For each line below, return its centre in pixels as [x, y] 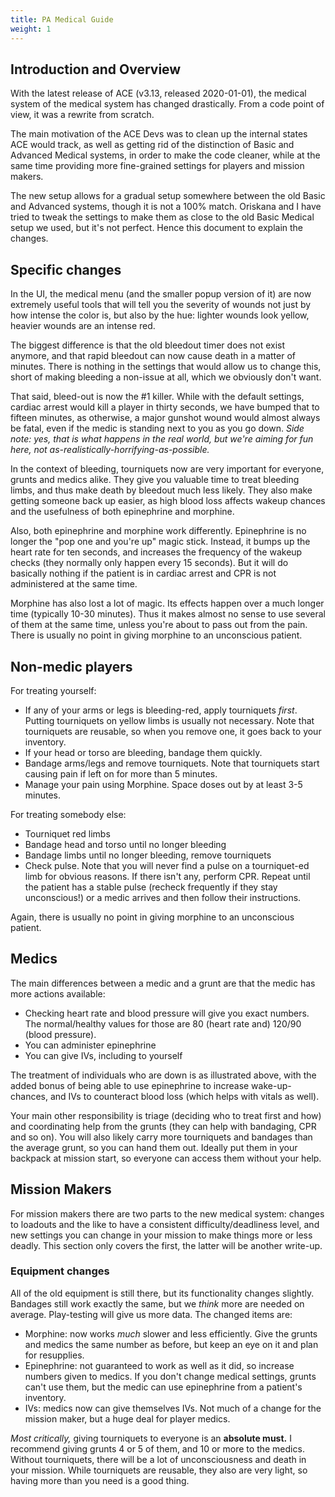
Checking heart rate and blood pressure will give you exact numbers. [167, 1013]
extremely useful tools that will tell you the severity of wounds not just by [161, 305]
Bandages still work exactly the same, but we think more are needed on [157, 1303]
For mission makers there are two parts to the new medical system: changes [167, 1213]
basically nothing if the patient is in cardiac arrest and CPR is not [143, 573]
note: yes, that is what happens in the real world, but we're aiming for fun [162, 439]
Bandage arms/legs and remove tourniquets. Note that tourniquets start [172, 763]
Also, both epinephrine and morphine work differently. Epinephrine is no [158, 531]
